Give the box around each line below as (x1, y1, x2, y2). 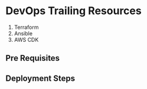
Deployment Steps (5, 73, 75, 83)
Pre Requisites (5, 53, 60, 63)
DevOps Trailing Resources (5, 4, 142, 18)
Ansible (14, 29, 33, 37)
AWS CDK (14, 36, 39, 43)
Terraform (14, 24, 39, 31)
